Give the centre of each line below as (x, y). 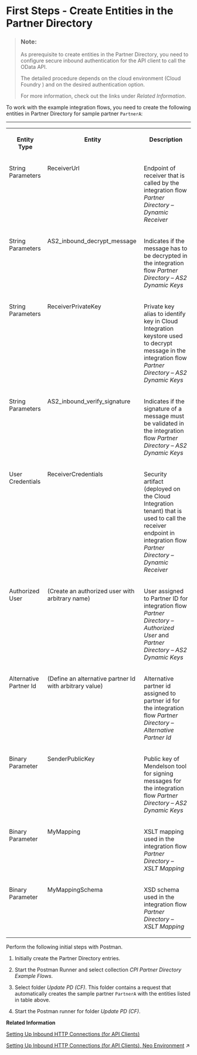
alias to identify (164, 314)
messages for (162, 781)
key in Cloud (161, 321)
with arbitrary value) (75, 686)
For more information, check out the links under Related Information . (103, 96)
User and (156, 635)
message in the (164, 351)
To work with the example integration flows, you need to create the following (98, 108)
